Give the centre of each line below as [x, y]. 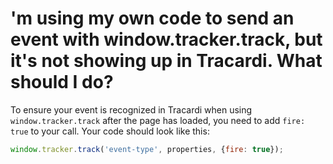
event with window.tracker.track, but [166, 39]
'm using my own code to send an [152, 18]
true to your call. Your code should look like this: [110, 131]
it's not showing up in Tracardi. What [166, 61]
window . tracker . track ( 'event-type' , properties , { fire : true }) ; [147, 149]
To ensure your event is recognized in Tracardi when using [131, 109]
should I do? [62, 82]
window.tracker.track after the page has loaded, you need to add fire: [158, 120]
